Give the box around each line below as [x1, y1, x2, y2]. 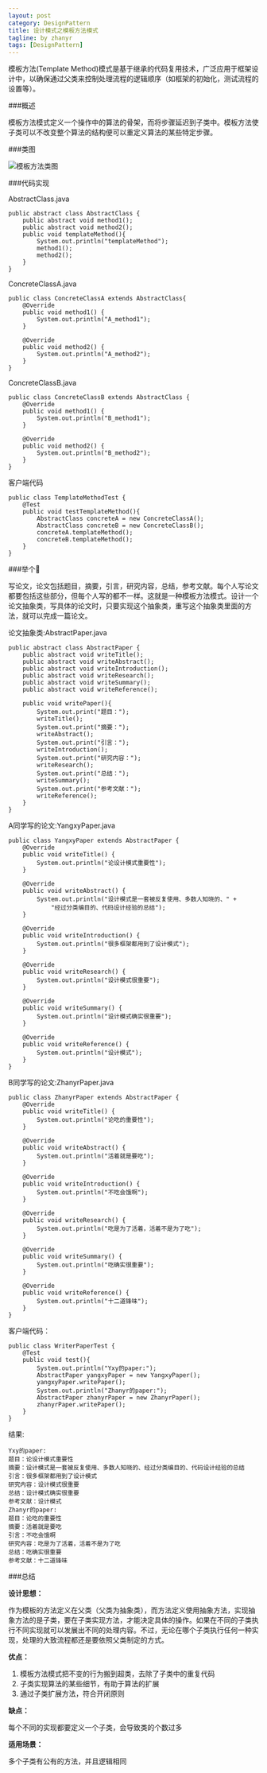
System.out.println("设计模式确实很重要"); [37, 1013, 172, 1021]
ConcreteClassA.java [8, 279, 77, 289]
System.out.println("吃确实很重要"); [37, 1261, 155, 1269]
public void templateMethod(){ [22, 231, 126, 239]
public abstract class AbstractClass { [8, 210, 141, 218]
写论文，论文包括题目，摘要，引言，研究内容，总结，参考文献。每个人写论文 [8, 581, 259, 591]
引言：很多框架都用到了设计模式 [8, 1472, 98, 1480]
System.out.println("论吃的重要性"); [37, 1116, 155, 1124]
